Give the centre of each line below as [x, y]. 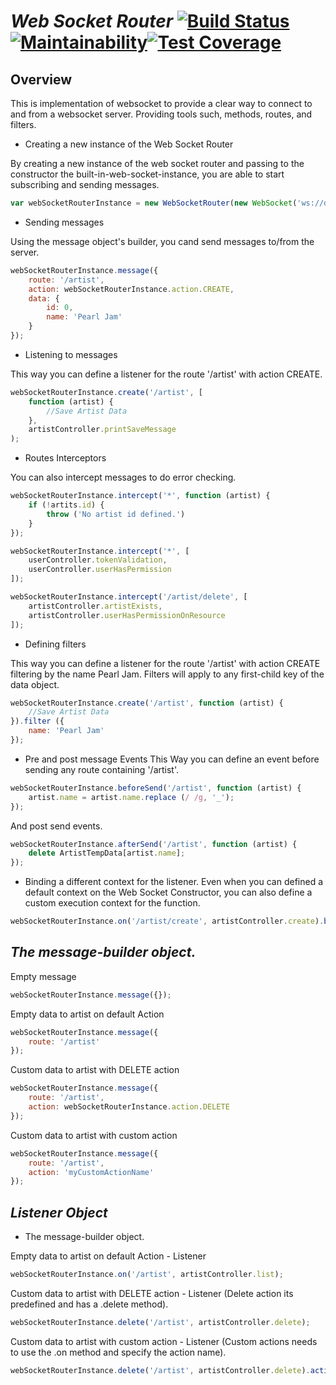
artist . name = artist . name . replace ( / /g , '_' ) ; [131, 797]
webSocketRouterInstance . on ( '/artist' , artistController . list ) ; [147, 1275]
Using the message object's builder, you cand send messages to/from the [162, 241]
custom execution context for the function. [112, 903]
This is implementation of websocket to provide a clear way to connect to [161, 103]
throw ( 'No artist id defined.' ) [116, 514]
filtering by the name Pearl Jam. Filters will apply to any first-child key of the [167, 674]
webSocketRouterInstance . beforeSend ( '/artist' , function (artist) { [156, 788]
